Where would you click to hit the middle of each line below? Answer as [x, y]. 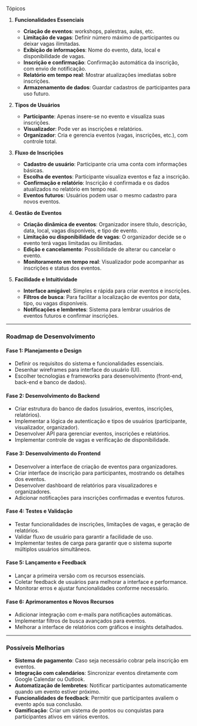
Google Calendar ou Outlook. [50, 679]
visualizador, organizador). [47, 428]
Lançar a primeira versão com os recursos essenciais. [80, 576]
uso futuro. [37, 94]
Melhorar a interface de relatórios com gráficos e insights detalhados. [99, 627]
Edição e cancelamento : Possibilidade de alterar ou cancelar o [99, 249]
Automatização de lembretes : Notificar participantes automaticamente [101, 685]
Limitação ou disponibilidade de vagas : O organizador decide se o [105, 237]
